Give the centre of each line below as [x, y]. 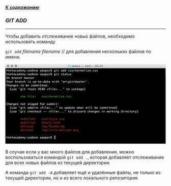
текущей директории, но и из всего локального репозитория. [72, 178]
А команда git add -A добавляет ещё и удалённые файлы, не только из [83, 172]
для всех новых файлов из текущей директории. [58, 163]
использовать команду [31, 42]
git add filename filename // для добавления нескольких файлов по [78, 52]
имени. [13, 57]
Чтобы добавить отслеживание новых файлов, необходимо [70, 36]
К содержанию [22, 7]
